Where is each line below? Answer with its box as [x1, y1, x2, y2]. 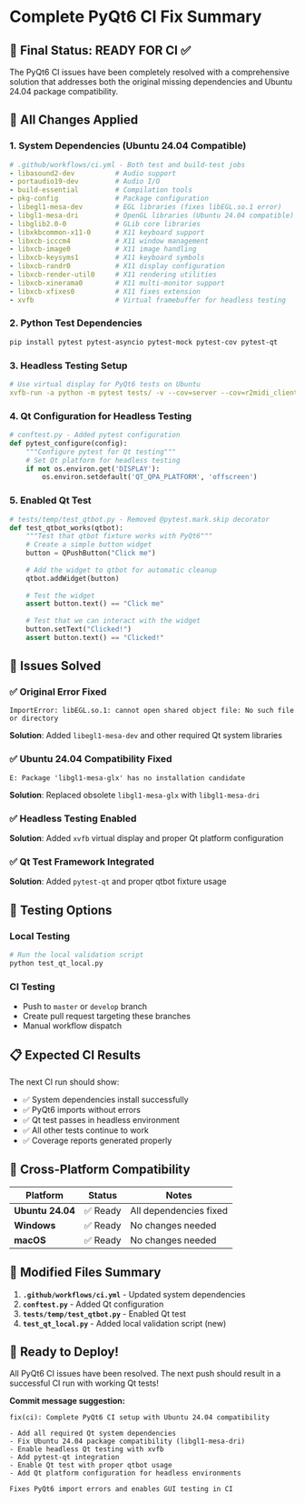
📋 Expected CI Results [9, 1047, 141, 1063]
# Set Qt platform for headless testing [25, 456, 181, 465]
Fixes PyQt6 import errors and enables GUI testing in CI [9, 1485, 233, 1494]
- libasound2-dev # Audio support [9, 168, 177, 178]
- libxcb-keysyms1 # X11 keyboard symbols [9, 253, 205, 263]
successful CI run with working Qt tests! [9, 1378, 159, 1388]
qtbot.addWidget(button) [25, 574, 120, 583]
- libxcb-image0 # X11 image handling [9, 245, 197, 254]
